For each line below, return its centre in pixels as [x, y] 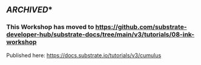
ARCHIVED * [30, 10]
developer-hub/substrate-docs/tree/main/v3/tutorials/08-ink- [100, 34]
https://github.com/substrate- [141, 27]
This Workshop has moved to [50, 27]
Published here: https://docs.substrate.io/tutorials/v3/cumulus [84, 55]
